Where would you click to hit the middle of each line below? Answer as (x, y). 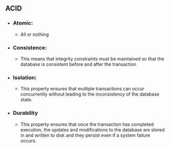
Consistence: (30, 47)
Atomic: (23, 23)
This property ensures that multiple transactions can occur (82, 89)
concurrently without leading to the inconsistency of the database (90, 94)
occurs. (28, 140)
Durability (25, 113)
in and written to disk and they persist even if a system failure (85, 135)
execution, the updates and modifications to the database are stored (92, 129)
